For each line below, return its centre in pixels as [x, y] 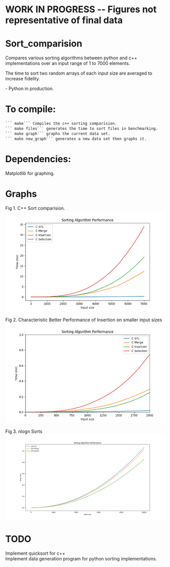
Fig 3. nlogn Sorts [24, 431]
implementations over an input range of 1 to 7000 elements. [68, 63]
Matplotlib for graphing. [30, 173]
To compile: [31, 109]
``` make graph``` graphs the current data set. [58, 134]
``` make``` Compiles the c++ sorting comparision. [61, 124]
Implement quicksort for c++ [35, 553]
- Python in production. [30, 89]
